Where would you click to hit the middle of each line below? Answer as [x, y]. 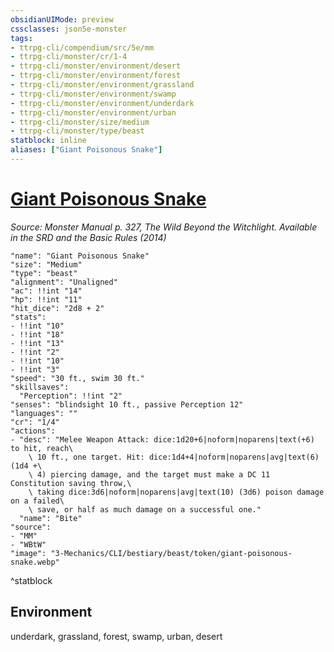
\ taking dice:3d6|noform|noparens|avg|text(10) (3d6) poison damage [176, 492]
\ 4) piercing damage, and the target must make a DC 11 [149, 474]
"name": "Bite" [51, 518]
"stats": [28, 317]
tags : [21, 38]
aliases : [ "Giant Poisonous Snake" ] [86, 150]
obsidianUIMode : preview [62, 19]
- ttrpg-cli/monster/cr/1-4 [69, 57]
